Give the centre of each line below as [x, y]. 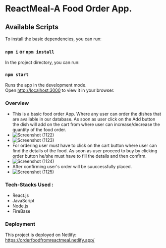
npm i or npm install [30, 52]
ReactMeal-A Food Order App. [69, 9]
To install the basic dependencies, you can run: [53, 39]
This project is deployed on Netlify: [41, 235]
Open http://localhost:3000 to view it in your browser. [60, 90]
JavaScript [23, 201]
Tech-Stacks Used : [29, 185]
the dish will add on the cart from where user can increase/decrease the [86, 124]
